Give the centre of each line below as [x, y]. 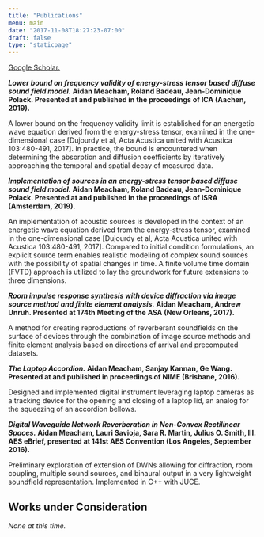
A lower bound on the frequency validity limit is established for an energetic [131, 124]
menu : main [26, 23]
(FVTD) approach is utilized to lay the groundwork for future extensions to [128, 272]
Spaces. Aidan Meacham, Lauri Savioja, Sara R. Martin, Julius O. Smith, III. [132, 433]
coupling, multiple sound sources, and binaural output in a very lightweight [130, 474]
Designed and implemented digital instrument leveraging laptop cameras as [131, 392]
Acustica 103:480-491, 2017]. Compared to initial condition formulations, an [131, 247]
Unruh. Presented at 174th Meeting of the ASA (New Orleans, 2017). [121, 313]
